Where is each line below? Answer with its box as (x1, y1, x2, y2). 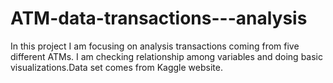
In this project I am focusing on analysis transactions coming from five (10, 40, 300, 52)
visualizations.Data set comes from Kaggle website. (10, 61, 223, 73)
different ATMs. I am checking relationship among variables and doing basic (10, 50, 323, 62)
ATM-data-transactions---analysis (10, 7, 308, 30)
